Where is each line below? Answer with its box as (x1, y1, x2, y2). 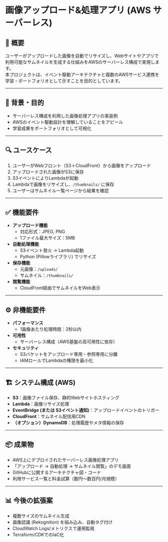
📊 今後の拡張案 (5, 496, 53, 505)
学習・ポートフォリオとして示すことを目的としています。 (5, 78, 123, 84)
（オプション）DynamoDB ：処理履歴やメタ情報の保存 (12, 420, 124, 426)
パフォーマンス (12, 320, 43, 326)
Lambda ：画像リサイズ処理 (12, 401, 69, 407)
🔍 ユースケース (5, 146, 52, 155)
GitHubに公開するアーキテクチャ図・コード (12, 469, 101, 475)
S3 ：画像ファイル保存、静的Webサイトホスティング (12, 395, 119, 401)
